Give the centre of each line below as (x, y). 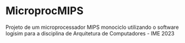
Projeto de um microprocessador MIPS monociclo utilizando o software (92, 27)
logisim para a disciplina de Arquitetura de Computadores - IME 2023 (90, 33)
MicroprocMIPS (45, 11)
